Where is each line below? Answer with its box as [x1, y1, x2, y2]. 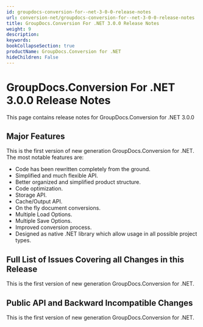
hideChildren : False [6, 54, 59, 60]
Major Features [6, 131, 65, 141]
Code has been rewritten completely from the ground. [15, 166, 151, 173]
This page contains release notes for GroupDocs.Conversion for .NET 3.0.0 [6, 113, 195, 121]
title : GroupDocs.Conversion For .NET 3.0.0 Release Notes [6, 20, 160, 26]
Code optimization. [15, 185, 63, 192]
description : [6, 32, 40, 38]
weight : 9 [6, 26, 32, 32]
